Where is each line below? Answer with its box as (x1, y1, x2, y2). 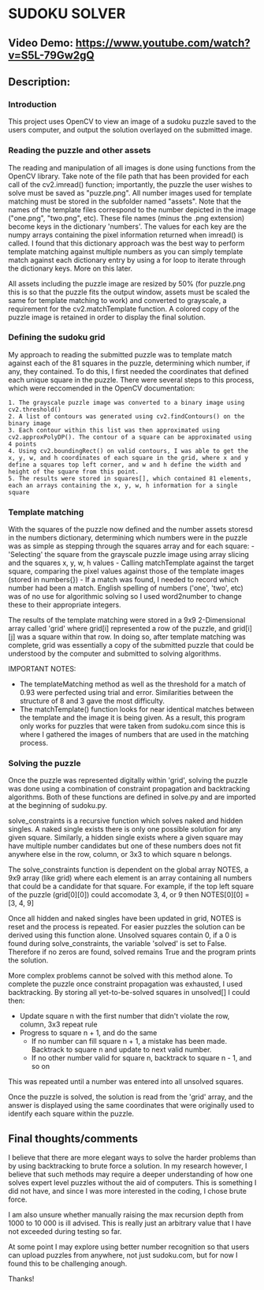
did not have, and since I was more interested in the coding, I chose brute (8, 1187, 247, 1196)
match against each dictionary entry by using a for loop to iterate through (8, 255, 246, 264)
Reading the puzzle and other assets (8, 145, 151, 156)
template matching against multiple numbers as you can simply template (8, 246, 244, 256)
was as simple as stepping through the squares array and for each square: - (8, 541, 255, 551)
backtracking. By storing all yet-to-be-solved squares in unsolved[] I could (8, 988, 251, 997)
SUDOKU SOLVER (8, 5, 126, 23)
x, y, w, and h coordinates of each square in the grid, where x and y (8, 454, 248, 462)
